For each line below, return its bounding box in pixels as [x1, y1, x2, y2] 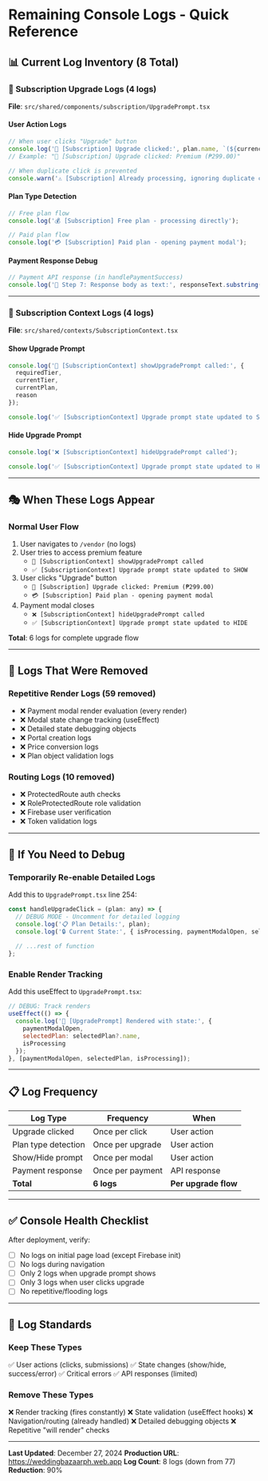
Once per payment [93, 1165, 164, 1176]
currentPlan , [15, 384, 59, 392]
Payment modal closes [19, 601, 95, 611]
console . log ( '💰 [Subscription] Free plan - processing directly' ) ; [8, 217, 239, 225]
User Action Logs [8, 120, 67, 129]
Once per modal [93, 1153, 153, 1164]
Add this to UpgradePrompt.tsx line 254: [8, 890, 137, 900]
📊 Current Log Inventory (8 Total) [8, 55, 179, 69]
